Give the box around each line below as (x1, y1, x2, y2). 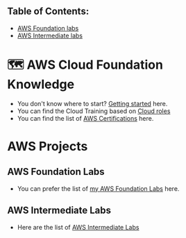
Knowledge (7, 76, 75, 92)
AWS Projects (7, 138, 88, 154)
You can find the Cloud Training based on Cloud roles (17, 107, 171, 115)
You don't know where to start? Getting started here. (17, 99, 168, 108)
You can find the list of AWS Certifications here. (17, 114, 154, 122)
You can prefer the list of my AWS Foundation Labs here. (17, 184, 180, 193)
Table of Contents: (7, 6, 90, 17)
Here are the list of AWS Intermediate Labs (17, 223, 139, 231)
